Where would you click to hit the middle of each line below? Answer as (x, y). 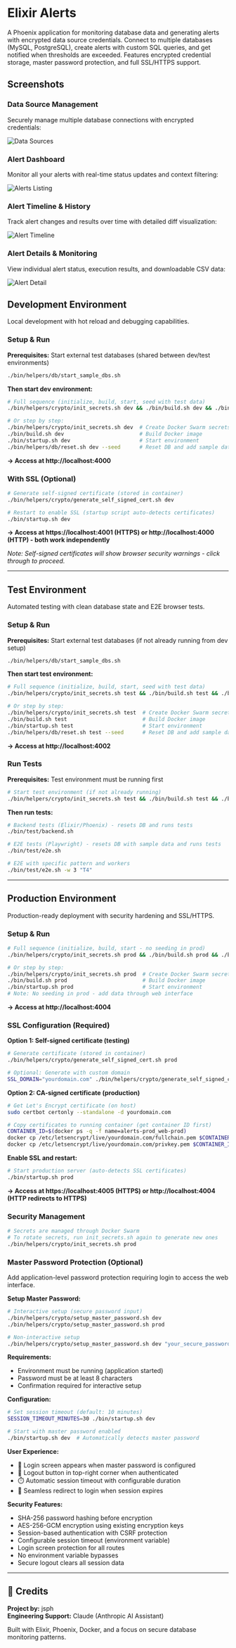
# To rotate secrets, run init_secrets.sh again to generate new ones (113, 1238)
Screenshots (36, 85)
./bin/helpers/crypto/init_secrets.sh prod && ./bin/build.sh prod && (113, 954)
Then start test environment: (50, 674)
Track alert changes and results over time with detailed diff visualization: (112, 222)
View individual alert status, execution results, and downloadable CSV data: (117, 269)
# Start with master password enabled (64, 1432)
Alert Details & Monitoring (52, 253)
